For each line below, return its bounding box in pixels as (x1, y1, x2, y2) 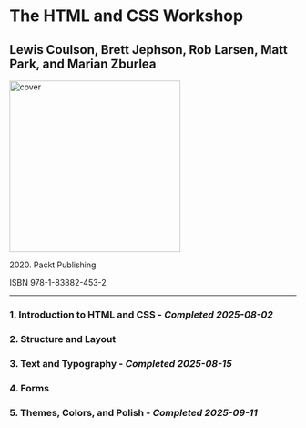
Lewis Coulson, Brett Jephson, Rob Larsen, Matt (9, 42, 289, 57)
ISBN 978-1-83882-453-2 (9, 277, 107, 287)
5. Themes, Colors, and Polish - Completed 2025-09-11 (9, 406, 258, 419)
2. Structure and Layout (9, 332, 117, 345)
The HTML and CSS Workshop (9, 5, 244, 26)
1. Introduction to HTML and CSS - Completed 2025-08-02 (9, 308, 273, 320)
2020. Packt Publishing (9, 259, 97, 270)
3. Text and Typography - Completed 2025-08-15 (9, 357, 232, 370)
